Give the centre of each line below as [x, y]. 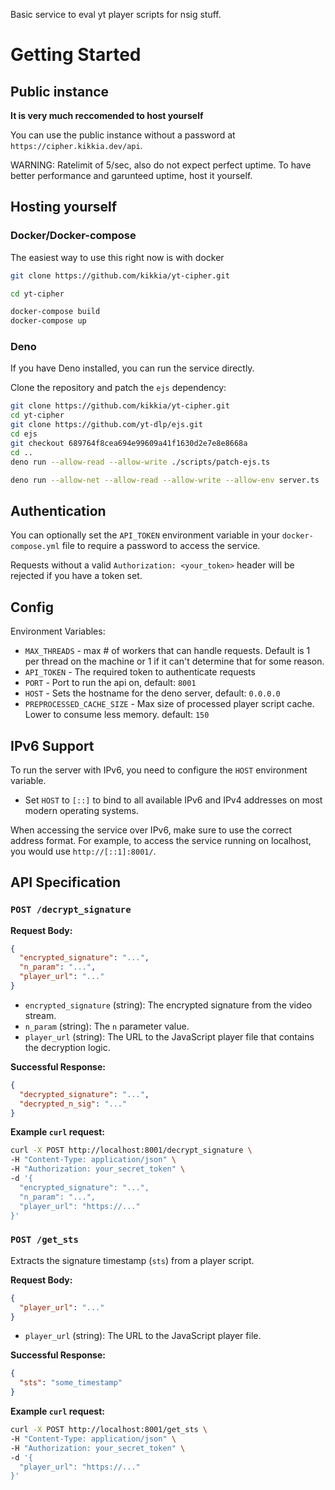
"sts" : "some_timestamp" [71, 1383]
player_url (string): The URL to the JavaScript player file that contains [169, 1036]
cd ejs [24, 434]
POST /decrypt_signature [71, 910]
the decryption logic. [67, 1047]
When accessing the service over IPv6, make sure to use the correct [151, 830]
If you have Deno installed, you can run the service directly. [132, 368]
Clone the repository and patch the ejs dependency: [118, 388]
